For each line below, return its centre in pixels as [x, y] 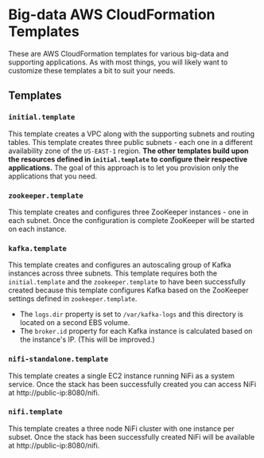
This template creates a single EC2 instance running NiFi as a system [121, 375]
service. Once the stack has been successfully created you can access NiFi [132, 384]
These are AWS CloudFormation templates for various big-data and [118, 53]
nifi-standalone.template [58, 359]
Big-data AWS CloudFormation [112, 15]
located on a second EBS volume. [75, 323]
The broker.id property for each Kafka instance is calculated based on [136, 331]
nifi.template [35, 412]
